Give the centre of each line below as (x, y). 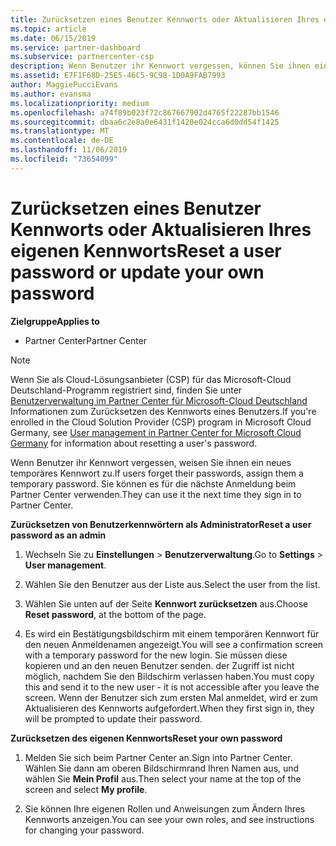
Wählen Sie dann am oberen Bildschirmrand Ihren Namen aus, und (162, 768)
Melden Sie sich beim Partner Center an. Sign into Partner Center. (158, 757)
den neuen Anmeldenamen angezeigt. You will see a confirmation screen (174, 644)
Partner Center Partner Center (86, 340)
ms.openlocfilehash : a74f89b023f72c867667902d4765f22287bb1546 (145, 112)
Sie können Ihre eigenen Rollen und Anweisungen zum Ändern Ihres (165, 808)
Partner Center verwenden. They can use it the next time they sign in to (156, 494)
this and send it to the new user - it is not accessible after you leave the (172, 687)
